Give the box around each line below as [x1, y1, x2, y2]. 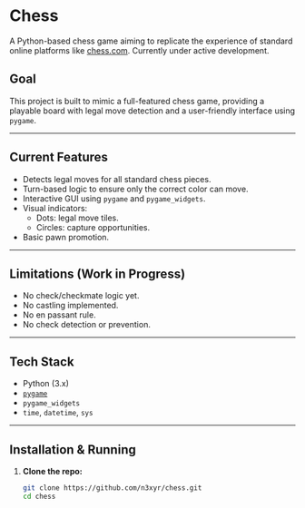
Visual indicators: [22, 202, 88, 213]
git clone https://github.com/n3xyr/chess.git [22, 484, 202, 493]
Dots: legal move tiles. [35, 212, 120, 223]
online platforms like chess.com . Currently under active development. [9, 44, 270, 55]
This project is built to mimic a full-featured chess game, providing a [9, 95, 265, 106]
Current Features [9, 150, 109, 165]
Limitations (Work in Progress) [9, 266, 186, 281]
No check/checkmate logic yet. [22, 290, 140, 301]
